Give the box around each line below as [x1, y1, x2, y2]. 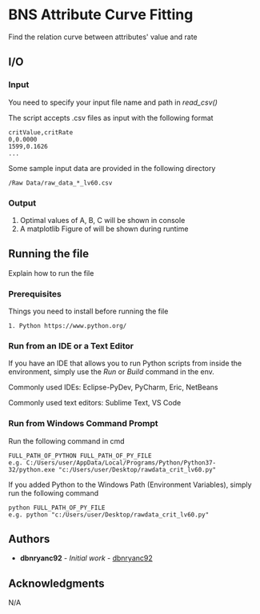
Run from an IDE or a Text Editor [8, 340, 134, 351]
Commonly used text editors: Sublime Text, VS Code [8, 398, 182, 408]
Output [8, 197, 37, 209]
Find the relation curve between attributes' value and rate [8, 32, 198, 42]
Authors [8, 532, 50, 546]
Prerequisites [8, 288, 62, 299]
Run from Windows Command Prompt [8, 418, 158, 429]
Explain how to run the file [8, 268, 94, 277]
